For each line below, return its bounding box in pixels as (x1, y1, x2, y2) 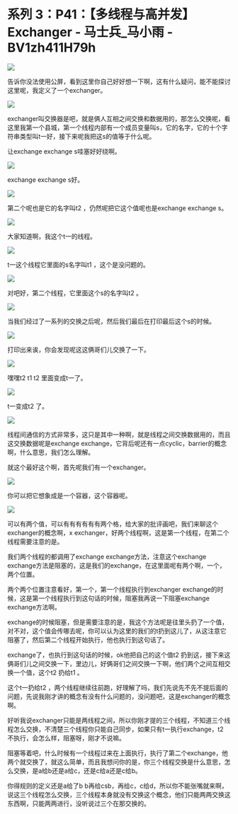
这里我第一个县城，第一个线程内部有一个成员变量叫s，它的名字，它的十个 (7, 123, 222, 132)
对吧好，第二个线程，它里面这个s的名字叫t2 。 (7, 288, 143, 297)
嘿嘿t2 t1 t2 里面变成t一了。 (7, 373, 87, 382)
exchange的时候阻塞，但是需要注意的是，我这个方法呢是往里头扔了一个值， (7, 617, 229, 626)
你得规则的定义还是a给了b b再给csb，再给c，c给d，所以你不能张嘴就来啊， (7, 781, 228, 790)
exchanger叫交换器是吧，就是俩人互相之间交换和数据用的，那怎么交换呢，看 (7, 114, 231, 122)
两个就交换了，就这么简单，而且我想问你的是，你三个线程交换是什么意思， (7, 757, 225, 766)
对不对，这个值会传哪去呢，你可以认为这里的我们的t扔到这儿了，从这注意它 (7, 626, 227, 635)
